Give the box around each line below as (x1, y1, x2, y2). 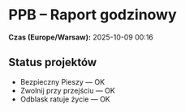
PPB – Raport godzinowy (8, 6, 177, 24)
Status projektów (8, 56, 97, 69)
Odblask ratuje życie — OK (19, 94, 111, 104)
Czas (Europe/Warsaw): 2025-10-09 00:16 (8, 32, 154, 42)
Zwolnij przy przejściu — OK (19, 85, 115, 95)
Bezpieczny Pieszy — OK (19, 77, 105, 86)
